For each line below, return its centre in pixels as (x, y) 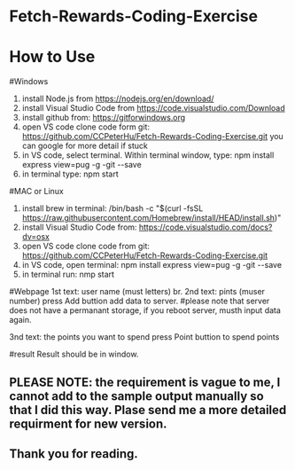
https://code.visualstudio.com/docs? (206, 227)
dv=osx (36, 237)
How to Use (52, 57)
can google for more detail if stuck (85, 146)
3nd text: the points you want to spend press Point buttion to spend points (144, 337)
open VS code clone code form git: (86, 127)
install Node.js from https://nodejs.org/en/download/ (118, 98)
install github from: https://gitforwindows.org (104, 118)
